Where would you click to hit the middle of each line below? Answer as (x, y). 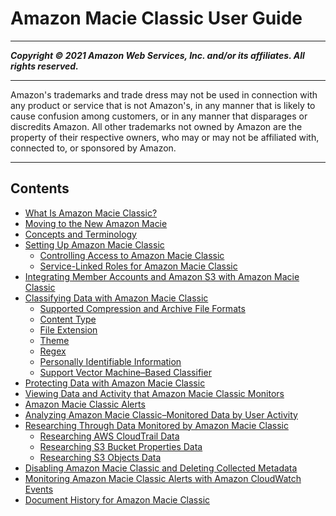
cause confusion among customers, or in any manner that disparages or (159, 116)
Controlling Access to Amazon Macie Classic (132, 255)
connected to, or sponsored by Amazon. (93, 148)
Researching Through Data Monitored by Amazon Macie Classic (156, 425)
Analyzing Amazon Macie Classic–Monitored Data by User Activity (161, 414)
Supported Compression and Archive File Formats (142, 308)
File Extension (68, 329)
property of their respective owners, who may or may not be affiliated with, (165, 137)
